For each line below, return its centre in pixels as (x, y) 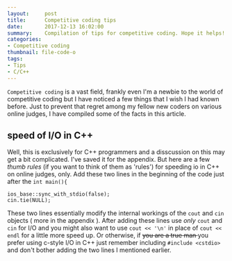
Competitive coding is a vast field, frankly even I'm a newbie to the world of (115, 92)
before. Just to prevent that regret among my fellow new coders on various (115, 106)
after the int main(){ (38, 182)
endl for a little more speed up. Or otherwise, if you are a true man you (108, 235)
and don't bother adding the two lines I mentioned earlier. (89, 250)
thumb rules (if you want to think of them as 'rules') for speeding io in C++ (114, 167)
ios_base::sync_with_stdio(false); (59, 194)
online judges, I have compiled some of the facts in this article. (97, 113)
